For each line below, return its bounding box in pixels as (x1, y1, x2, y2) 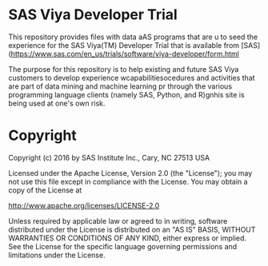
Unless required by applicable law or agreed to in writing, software (8, 216, 228, 225)
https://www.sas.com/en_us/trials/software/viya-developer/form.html (10, 49, 240, 58)
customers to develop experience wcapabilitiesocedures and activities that (8, 73, 255, 82)
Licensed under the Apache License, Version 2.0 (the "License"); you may (8, 168, 253, 177)
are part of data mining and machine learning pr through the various (8, 81, 233, 91)
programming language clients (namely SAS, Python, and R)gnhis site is (8, 89, 246, 99)
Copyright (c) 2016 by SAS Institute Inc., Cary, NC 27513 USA (8, 153, 210, 162)
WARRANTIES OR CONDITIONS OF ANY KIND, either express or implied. (8, 233, 246, 243)
